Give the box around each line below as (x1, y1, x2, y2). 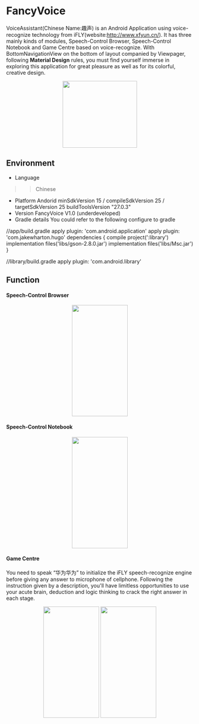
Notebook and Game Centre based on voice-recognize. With (6, 43, 154, 51)
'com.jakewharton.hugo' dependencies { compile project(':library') (6, 233, 169, 241)
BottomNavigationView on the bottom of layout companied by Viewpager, (6, 50, 186, 57)
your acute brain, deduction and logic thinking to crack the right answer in (6, 588, 187, 595)
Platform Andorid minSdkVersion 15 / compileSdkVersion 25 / (14, 197, 165, 204)
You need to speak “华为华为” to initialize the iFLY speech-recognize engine (6, 569, 192, 576)
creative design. (6, 69, 46, 76)
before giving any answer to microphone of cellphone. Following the (6, 576, 173, 583)
